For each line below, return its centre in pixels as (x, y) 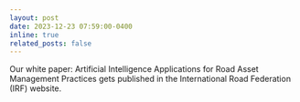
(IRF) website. (36, 88)
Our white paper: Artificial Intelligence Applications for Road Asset (134, 69)
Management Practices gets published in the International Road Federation (150, 79)
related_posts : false (51, 43)
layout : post (34, 18)
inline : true (34, 35)
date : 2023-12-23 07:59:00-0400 (71, 26)
